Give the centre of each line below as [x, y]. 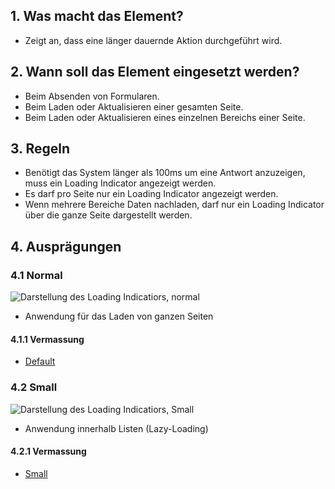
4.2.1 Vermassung [48, 451]
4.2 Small [34, 387]
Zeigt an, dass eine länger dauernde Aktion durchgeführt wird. [153, 40]
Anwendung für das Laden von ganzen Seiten [119, 316]
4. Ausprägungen [66, 246]
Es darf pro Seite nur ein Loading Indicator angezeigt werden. [151, 194]
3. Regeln [40, 149]
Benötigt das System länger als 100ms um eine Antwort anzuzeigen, [165, 173]
